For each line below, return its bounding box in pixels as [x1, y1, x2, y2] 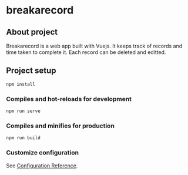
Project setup [6, 66, 57, 76]
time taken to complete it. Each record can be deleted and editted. [6, 49, 166, 56]
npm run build [6, 135, 41, 141]
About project [6, 27, 58, 37]
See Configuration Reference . [6, 162, 78, 169]
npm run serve [6, 108, 41, 115]
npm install [6, 81, 35, 87]
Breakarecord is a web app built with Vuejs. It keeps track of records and [6, 42, 183, 49]
